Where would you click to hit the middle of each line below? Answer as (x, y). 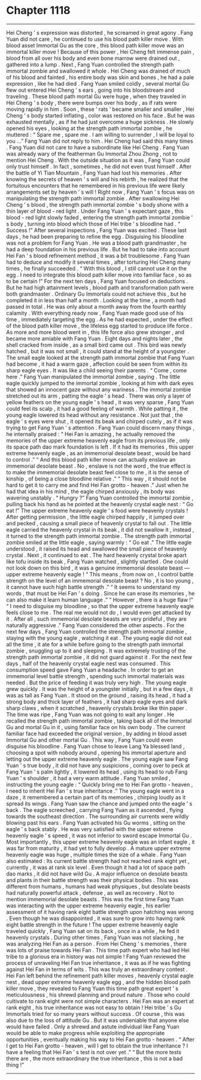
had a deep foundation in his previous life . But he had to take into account (98, 249)
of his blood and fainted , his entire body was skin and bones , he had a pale (100, 77)
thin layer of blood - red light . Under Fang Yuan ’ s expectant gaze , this (95, 211)
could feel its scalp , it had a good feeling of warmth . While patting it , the (97, 408)
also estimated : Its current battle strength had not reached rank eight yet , (98, 861)
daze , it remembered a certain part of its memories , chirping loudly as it (96, 797)
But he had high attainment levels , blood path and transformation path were (100, 287)
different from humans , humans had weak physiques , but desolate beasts (98, 886)
